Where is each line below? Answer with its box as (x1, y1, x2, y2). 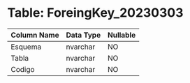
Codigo (10, 64, 35, 74)
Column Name (10, 30, 59, 40)
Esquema (10, 42, 42, 52)
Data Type (66, 30, 101, 40)
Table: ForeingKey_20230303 (7, 5, 184, 21)
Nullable (107, 30, 136, 40)
